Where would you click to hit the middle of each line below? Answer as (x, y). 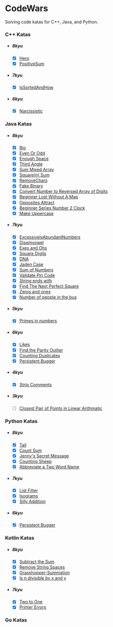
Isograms (29, 496)
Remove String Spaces (42, 567)
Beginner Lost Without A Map (49, 197)
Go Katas (16, 620)
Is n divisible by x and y (43, 578)
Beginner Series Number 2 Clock (52, 208)
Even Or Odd (32, 153)
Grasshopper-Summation (45, 573)
